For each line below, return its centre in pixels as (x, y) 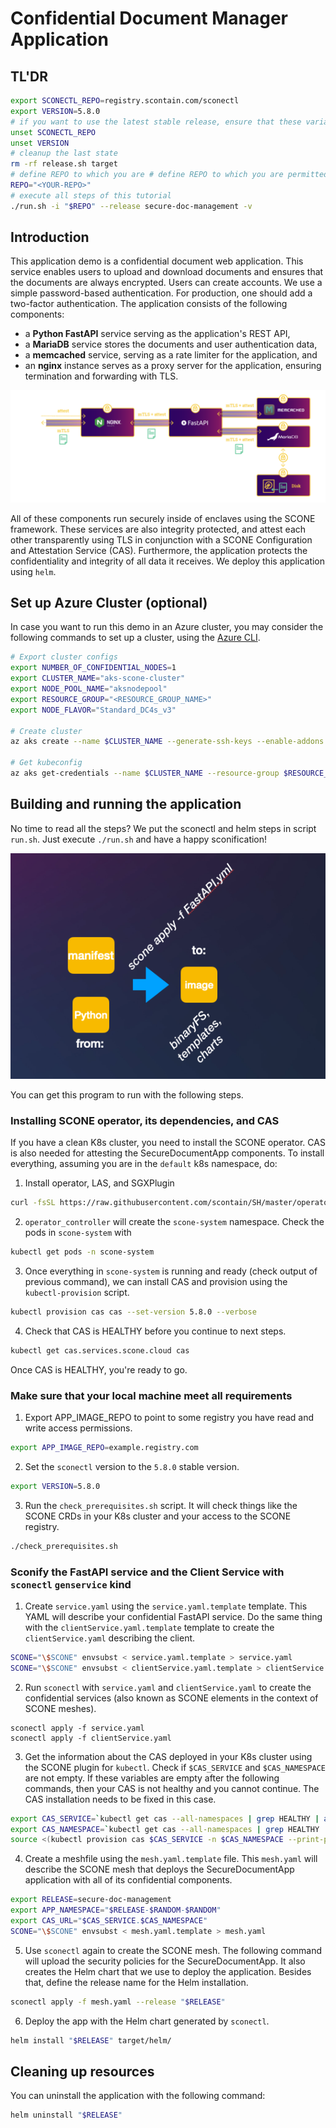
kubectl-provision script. (77, 1292)
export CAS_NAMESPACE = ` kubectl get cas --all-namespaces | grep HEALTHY (165, 1829)
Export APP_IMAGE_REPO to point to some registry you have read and (169, 1418)
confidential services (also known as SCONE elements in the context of (171, 1698)
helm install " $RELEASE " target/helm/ (91, 2040)
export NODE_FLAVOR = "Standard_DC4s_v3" (93, 710)
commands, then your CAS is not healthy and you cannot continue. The (172, 1788)
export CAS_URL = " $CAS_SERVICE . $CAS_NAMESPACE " (109, 1921)
